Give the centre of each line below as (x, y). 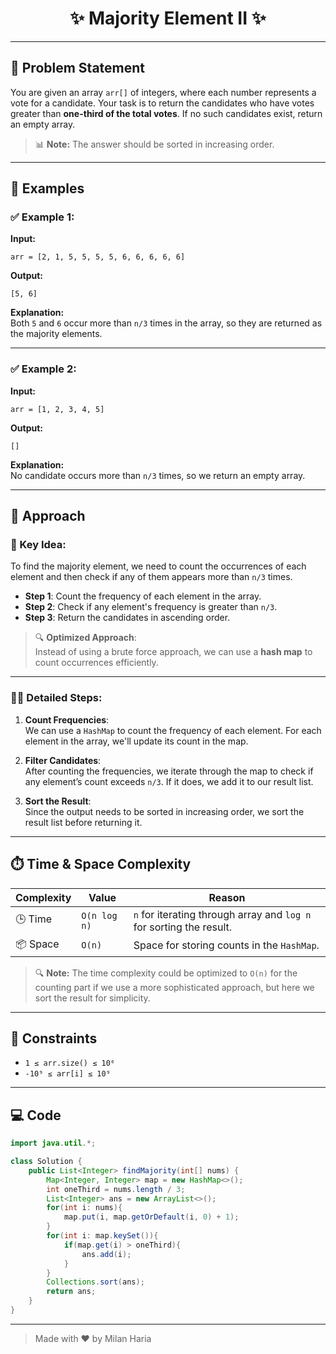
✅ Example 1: (42, 217)
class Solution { (46, 1162)
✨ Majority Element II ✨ (168, 18)
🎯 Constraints (54, 1038)
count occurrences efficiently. (96, 663)
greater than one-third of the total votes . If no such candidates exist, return (166, 113)
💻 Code (36, 1115)
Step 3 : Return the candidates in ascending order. (127, 618)
